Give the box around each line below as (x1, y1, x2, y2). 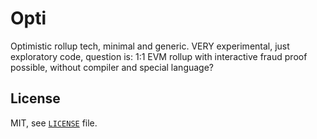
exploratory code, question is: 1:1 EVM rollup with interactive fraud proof (10, 50, 308, 62)
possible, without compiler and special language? (10, 61, 215, 73)
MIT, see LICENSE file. (10, 117, 98, 129)
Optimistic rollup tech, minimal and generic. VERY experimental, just (10, 40, 290, 52)
